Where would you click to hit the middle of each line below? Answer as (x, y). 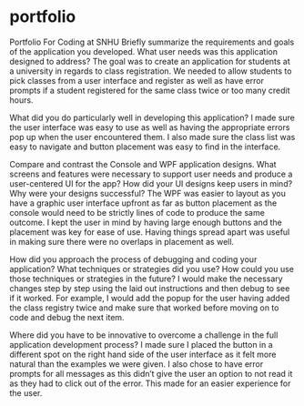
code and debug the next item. (67, 317)
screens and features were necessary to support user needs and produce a (151, 174)
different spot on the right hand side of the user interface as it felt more (143, 354)
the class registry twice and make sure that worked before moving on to (144, 308)
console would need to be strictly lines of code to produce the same (137, 212)
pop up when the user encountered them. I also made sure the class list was (152, 137)
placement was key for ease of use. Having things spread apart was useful (150, 232)
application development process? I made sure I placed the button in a (141, 344)
